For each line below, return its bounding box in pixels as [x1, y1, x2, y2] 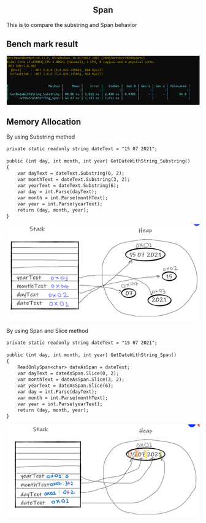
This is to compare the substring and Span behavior [6, 21, 137, 28]
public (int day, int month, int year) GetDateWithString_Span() [6, 352, 177, 358]
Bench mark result [6, 39, 78, 50]
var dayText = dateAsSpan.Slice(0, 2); [17, 370, 120, 376]
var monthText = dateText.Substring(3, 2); [17, 176, 131, 183]
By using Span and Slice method [6, 327, 89, 334]
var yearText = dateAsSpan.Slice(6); [17, 383, 114, 389]
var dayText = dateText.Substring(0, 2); [17, 170, 124, 177]
